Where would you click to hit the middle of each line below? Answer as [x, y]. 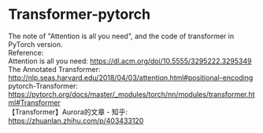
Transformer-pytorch [80, 14]
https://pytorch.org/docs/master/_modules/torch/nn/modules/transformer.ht [131, 94]
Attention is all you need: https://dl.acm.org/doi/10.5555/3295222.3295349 [130, 61]
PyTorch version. [35, 44]
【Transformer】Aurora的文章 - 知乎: [68, 112]
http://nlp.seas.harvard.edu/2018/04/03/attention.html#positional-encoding [131, 77]
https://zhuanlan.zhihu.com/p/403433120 [76, 120]
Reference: [26, 52]
